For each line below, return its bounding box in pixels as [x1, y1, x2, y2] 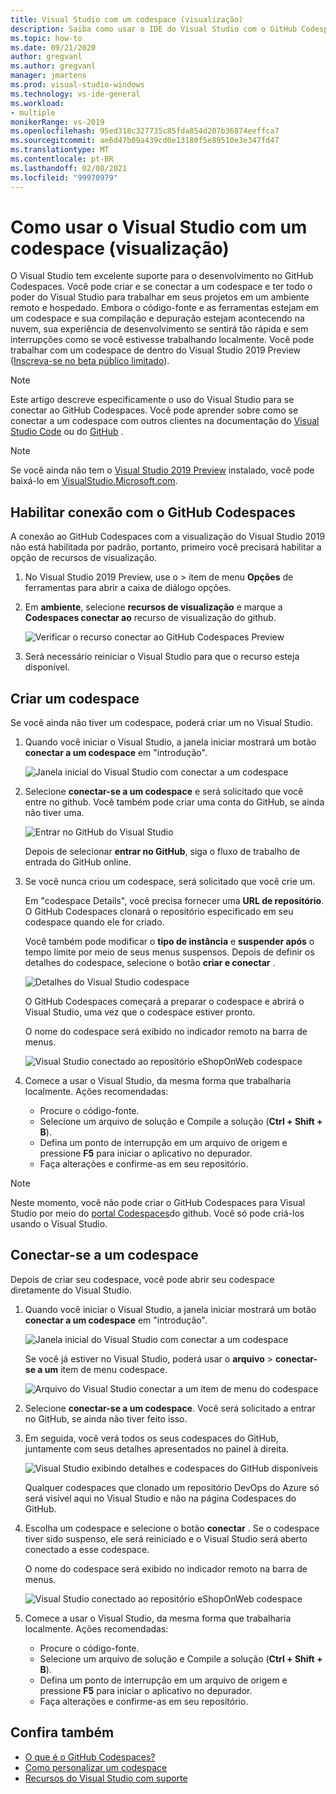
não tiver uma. [24, 807, 85, 819]
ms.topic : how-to [10, 33, 83, 43]
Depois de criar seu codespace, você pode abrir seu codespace [10, 1273, 275, 1285]
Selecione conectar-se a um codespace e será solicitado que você [24, 786, 304, 798]
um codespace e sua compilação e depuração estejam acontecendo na [10, 312, 305, 325]
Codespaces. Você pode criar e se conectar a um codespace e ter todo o [10, 281, 313, 293]
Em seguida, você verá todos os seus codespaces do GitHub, [24, 1432, 279, 1444]
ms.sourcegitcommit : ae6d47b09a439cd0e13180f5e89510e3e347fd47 [10, 136, 280, 146]
